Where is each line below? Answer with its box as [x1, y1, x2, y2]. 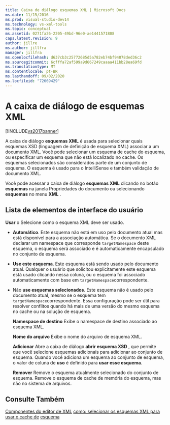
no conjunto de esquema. [12, 250, 66, 257]
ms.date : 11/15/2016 [5, 12, 49, 17]
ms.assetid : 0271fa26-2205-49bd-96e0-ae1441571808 [5, 31, 115, 36]
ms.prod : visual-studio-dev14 [5, 17, 70, 22]
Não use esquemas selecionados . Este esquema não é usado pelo [12, 287, 154, 293]
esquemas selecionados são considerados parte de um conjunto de [5, 159, 147, 165]
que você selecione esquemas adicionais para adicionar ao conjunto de [12, 349, 163, 355]
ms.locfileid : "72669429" [5, 78, 60, 83]
